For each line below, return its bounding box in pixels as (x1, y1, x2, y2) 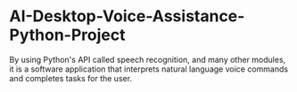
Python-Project (9, 25, 126, 45)
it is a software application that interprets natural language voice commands (9, 64, 288, 74)
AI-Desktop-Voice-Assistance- (9, 6, 245, 27)
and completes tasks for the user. (9, 73, 132, 83)
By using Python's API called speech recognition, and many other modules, (9, 54, 286, 65)
